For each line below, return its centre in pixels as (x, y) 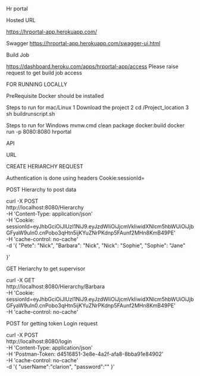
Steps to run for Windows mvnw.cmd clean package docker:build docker (96, 125)
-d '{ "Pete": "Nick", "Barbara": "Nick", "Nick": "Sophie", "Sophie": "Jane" (96, 245)
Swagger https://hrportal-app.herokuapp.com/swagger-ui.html (83, 43)
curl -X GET (21, 280)
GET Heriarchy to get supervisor (46, 269)
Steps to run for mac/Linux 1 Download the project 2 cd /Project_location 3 (98, 107)
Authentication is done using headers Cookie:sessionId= (75, 178)
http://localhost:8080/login (39, 341)
